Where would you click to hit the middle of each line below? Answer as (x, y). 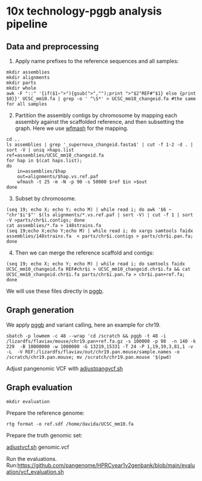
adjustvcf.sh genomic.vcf (38, 447)
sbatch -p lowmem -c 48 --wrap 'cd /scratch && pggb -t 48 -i (86, 336)
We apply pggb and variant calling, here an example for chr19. (83, 325)
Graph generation (40, 310)
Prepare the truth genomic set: (44, 435)
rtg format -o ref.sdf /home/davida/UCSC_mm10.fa (70, 424)
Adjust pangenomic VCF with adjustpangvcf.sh (65, 368)
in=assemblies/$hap (42, 171)
